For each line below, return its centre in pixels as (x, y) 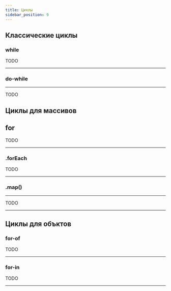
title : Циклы (19, 10)
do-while (17, 79)
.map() (14, 187)
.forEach (16, 158)
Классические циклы (41, 35)
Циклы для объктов (38, 224)
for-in (12, 267)
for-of (13, 238)
